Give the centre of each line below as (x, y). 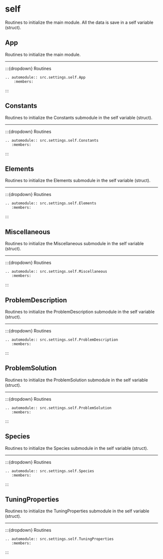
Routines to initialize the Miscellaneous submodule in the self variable (74, 244)
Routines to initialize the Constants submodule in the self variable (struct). (79, 117)
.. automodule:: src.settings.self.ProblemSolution (58, 408)
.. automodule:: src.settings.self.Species (50, 471)
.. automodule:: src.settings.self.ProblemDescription (62, 340)
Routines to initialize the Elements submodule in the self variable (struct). (78, 181)
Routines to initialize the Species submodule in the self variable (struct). (77, 448)
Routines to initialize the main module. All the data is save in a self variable (79, 22)
